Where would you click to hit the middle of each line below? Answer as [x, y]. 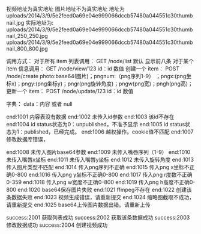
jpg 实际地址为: [35, 23]
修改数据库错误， [27, 139]
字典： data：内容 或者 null [40, 104]
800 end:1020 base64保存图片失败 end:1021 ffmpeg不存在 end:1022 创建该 [99, 189]
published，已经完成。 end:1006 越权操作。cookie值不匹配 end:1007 [109, 132]
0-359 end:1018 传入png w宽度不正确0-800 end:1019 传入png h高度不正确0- [101, 182]
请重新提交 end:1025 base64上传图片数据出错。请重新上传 [79, 205]
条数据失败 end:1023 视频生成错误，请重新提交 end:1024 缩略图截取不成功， [100, 197]
